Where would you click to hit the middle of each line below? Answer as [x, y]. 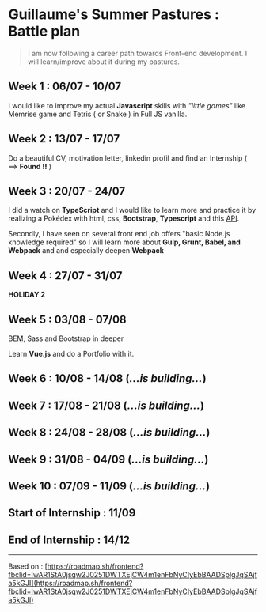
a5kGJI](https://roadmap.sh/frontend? [70, 584]
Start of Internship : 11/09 [72, 513]
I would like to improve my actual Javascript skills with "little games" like [127, 105]
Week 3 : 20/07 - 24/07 [66, 191]
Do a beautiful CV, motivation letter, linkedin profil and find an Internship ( [128, 158]
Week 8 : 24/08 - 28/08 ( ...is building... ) [109, 433]
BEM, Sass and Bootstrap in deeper [66, 338]
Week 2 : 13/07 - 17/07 [64, 139]
